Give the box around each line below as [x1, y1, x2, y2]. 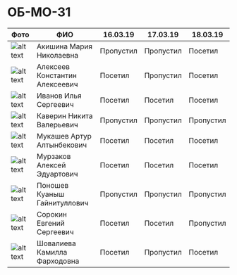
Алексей [36, 160, 66, 170]
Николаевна [36, 50, 79, 60]
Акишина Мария [36, 41, 93, 51]
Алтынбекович [36, 140, 87, 150]
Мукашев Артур [36, 131, 92, 141]
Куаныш [36, 189, 65, 199]
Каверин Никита [36, 110, 93, 120]
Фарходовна [36, 256, 80, 266]
